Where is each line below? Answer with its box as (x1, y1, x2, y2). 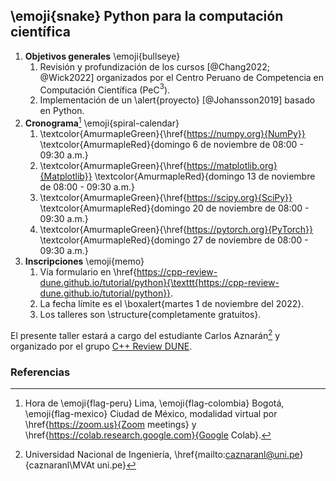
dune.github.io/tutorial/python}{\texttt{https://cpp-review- (39, 277, 280, 289)
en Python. (39, 105, 85, 117)
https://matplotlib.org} (186, 160, 278, 172)
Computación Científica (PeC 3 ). (39, 82, 171, 96)
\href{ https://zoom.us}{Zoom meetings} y (24, 419, 197, 431)
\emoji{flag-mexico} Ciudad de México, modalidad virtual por (24, 408, 278, 420)
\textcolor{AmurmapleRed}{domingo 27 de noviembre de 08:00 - (39, 234, 309, 246)
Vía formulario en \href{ (39, 266, 138, 278)
